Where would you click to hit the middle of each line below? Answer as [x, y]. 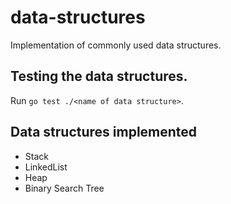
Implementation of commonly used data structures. [116, 45]
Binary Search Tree [64, 188]
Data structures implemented [104, 132]
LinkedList [46, 167]
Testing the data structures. [99, 76]
